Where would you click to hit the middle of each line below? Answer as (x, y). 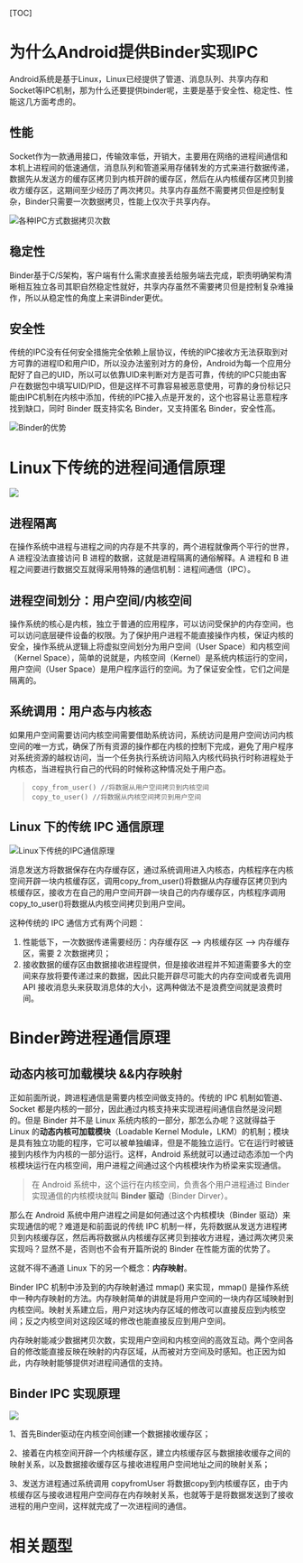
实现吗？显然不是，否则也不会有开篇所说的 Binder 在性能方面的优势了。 (142, 1248)
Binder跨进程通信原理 (90, 1038)
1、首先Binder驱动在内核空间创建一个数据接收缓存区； (110, 1434)
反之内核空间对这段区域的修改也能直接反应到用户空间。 (128, 1320)
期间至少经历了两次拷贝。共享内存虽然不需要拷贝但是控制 (171, 190)
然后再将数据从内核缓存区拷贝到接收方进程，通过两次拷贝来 (183, 1237)
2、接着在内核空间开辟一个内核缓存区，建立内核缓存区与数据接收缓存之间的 (150, 1453)
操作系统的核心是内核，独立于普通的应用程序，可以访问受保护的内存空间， (147, 624)
